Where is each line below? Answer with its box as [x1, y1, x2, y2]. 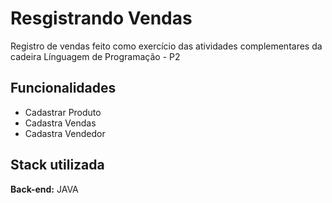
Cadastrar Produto [24, 106, 102, 118]
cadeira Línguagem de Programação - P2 [10, 50, 181, 62]
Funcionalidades [10, 80, 117, 97]
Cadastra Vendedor [24, 127, 106, 139]
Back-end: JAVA [10, 183, 79, 195]
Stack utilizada [10, 157, 105, 174]
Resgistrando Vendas [10, 7, 193, 30]
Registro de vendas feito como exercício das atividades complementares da [10, 40, 323, 52]
